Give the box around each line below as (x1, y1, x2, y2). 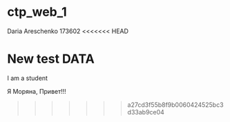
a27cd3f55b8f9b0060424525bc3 (127, 101, 224, 109)
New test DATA (7, 51, 95, 67)
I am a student (7, 74, 48, 82)
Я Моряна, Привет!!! (7, 87, 67, 95)
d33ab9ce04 (127, 108, 164, 116)
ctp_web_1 (7, 4, 67, 20)
